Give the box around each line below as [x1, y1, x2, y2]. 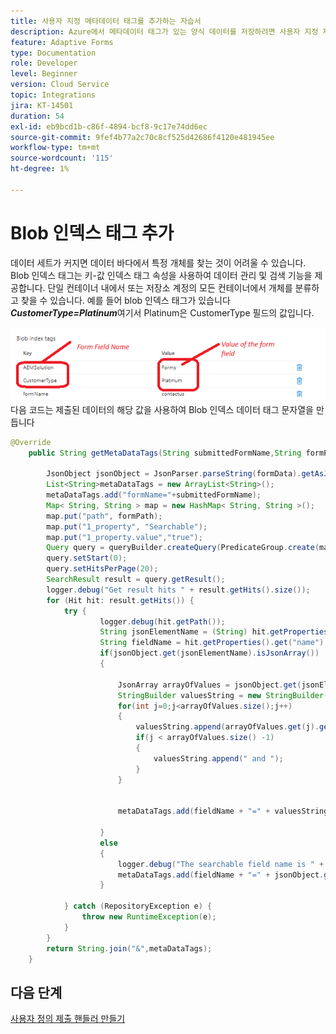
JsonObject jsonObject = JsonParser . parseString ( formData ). [46, 469, 302, 479]
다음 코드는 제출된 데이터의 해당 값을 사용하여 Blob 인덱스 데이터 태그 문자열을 [10, 403, 314, 415]
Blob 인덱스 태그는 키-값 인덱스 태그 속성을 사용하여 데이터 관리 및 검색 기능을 [10, 269, 313, 281]
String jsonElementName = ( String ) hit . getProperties [99, 627, 329, 637]
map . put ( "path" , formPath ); [46, 511, 163, 521]
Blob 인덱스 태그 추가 [10, 221, 175, 244]
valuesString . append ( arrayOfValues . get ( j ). [135, 722, 320, 732]
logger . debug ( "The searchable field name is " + [117, 859, 325, 869]
